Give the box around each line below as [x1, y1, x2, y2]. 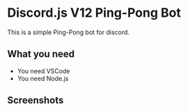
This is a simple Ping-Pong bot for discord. [7, 28, 130, 36]
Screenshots [7, 94, 64, 106]
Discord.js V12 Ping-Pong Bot [7, 5, 181, 21]
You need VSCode [17, 66, 70, 75]
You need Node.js [17, 74, 69, 82]
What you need [7, 48, 75, 60]
